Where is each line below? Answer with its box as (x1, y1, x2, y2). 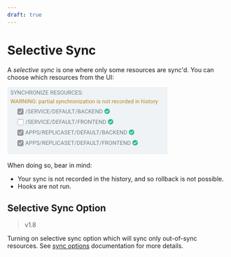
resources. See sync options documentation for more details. (7, 242, 184, 250)
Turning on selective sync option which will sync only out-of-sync (7, 235, 197, 243)
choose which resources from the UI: (7, 73, 114, 81)
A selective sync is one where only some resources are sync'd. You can (7, 65, 215, 74)
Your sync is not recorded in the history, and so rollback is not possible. (17, 174, 224, 183)
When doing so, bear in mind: (7, 161, 92, 169)
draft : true (7, 11, 42, 18)
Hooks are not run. (17, 182, 72, 190)
